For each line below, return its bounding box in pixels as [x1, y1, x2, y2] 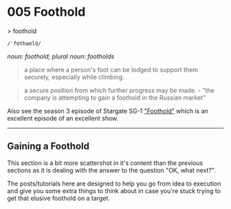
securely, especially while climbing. [23, 73, 125, 81]
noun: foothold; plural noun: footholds [7, 52, 115, 60]
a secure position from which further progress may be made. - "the [23, 86, 214, 94]
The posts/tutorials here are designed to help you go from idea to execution [7, 179, 221, 188]
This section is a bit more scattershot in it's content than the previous [7, 159, 203, 167]
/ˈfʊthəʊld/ [7, 40, 41, 47]
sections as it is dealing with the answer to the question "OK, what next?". [7, 166, 216, 174]
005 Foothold [7, 4, 86, 20]
